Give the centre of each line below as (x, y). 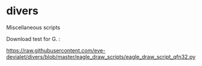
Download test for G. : (33, 39)
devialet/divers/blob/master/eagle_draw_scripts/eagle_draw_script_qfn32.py (101, 56)
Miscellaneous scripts (33, 27)
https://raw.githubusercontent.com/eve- (56, 50)
